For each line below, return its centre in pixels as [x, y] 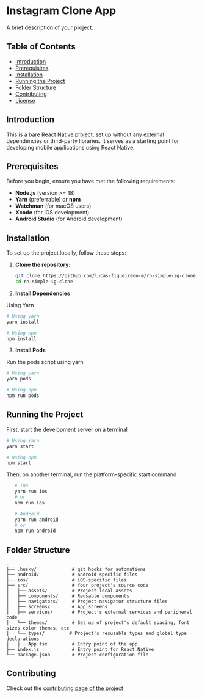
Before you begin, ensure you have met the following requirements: [91, 181]
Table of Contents [41, 47]
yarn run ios [31, 492]
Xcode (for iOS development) [52, 213]
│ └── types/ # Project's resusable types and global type [97, 634]
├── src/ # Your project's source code [78, 586]
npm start [19, 463]
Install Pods [30, 350]
